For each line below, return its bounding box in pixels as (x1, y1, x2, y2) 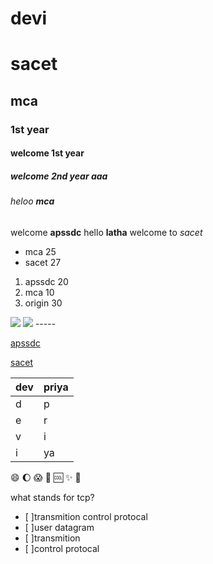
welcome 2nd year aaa (10, 170, 108, 182)
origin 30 (24, 297, 63, 309)
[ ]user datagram (24, 521, 95, 533)
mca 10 (24, 286, 55, 298)
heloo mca (10, 195, 55, 207)
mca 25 (24, 245, 57, 257)
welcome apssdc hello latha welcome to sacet (10, 226, 203, 238)
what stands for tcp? (10, 491, 95, 503)
